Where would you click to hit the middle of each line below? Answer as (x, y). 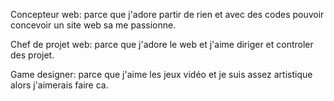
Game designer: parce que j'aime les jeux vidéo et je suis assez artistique (161, 74)
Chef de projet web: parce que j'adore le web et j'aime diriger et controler (162, 44)
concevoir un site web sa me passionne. (93, 25)
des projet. (32, 55)
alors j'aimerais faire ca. (59, 85)
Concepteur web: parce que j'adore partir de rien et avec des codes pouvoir (167, 14)
